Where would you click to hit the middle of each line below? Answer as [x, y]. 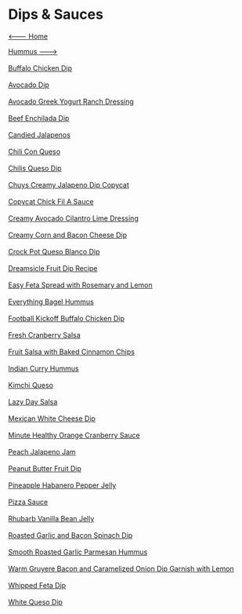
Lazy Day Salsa [33, 401]
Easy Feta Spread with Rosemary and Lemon [80, 285]
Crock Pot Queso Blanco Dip [54, 251]
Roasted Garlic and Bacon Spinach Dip [70, 535]
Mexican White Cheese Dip [52, 418]
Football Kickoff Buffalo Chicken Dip [67, 318]
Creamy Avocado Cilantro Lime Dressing [73, 218]
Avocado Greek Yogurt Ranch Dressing [71, 101]
